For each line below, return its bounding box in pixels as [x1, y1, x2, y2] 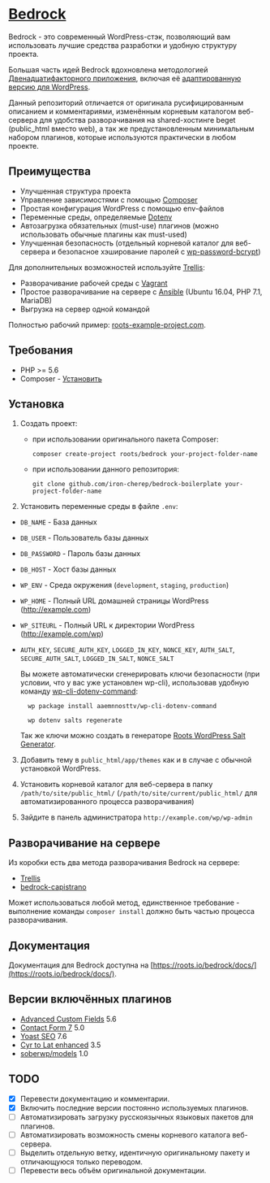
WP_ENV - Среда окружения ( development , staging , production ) [19, 581, 229, 590]
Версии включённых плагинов [8, 993, 172, 1007]
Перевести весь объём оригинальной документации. [19, 1165, 207, 1175]
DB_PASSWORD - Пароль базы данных [19, 549, 141, 559]
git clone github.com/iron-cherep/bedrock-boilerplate [32, 481, 221, 489]
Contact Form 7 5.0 [19, 1022, 85, 1033]
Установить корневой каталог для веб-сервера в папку [19, 780, 213, 789]
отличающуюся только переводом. [19, 1156, 144, 1167]
